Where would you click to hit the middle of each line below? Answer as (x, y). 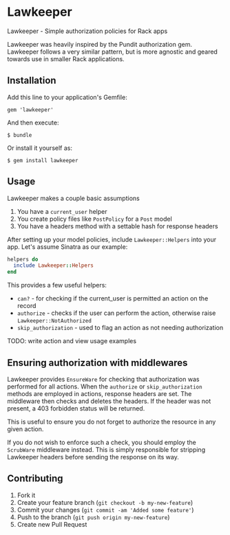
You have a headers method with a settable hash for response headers (117, 226)
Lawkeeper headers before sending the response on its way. (93, 457)
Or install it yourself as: (40, 148)
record (27, 306)
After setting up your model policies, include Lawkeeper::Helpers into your (112, 239)
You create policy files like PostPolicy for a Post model (94, 219)
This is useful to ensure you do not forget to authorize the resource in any (112, 422)
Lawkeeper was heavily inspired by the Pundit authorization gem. (100, 44)
